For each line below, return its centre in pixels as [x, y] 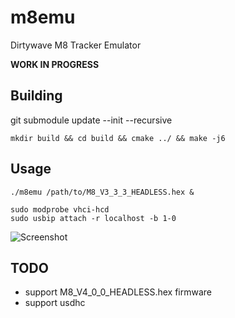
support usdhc [55, 303]
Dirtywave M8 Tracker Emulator [76, 45]
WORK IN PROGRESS [55, 64]
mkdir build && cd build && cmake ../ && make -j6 [118, 138]
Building [36, 96]
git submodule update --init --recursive [91, 120]
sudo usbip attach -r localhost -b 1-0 [93, 218]
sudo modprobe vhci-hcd [60, 209]
